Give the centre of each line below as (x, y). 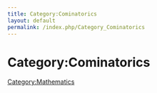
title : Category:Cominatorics (52, 14)
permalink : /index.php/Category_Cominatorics (76, 27)
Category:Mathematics (41, 82)
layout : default (31, 21)
